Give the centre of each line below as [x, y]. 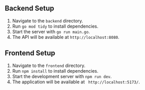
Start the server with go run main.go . [51, 31]
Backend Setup [30, 8]
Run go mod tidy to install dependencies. [55, 26]
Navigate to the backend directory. [47, 20]
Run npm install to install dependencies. [55, 71]
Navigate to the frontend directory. [49, 65]
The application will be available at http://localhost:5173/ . [76, 82]
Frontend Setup [30, 53]
